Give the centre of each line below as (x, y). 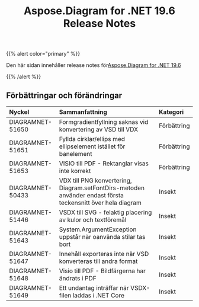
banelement (76, 154)
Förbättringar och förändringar (64, 95)
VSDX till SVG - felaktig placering (105, 212)
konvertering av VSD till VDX (98, 129)
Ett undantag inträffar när (94, 288)
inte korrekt (75, 171)
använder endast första (92, 195)
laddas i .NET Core (99, 295)
